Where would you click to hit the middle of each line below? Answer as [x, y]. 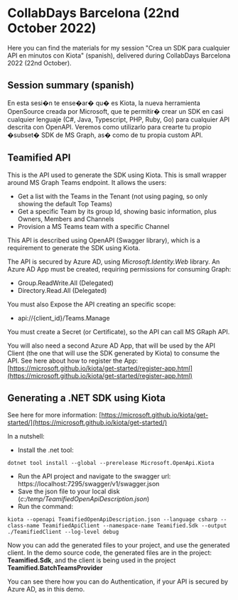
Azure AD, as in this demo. [46, 589]
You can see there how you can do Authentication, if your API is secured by [118, 582]
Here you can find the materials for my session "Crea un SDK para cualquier [119, 48]
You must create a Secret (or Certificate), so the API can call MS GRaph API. [119, 331]
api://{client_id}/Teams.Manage [64, 318]
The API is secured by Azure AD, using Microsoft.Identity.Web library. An [114, 262]
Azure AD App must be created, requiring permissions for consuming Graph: [119, 269]
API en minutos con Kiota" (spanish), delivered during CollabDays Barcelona [119, 55]
